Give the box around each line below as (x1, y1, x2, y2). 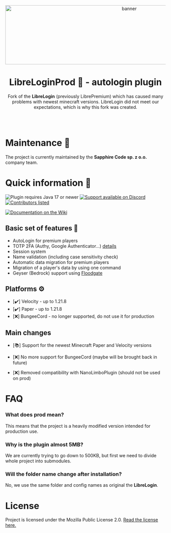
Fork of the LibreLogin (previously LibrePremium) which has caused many (7, 93, 164, 99)
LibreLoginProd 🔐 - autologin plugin (9, 76, 162, 88)
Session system (12, 248, 46, 254)
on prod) (12, 375, 32, 381)
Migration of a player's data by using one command (12, 264, 121, 271)
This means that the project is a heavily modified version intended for (5, 423, 151, 429)
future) (12, 360, 27, 366)
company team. (5, 159, 38, 165)
